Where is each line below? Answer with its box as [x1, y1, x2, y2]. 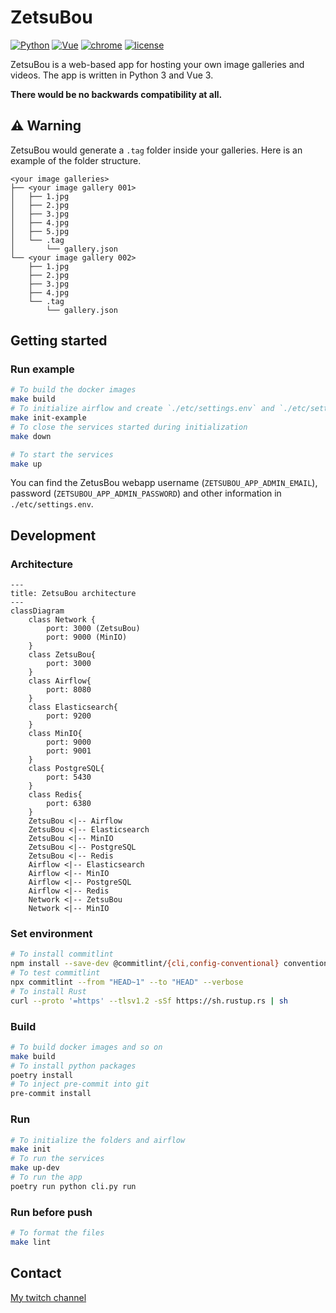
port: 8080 [46, 685, 92, 695]
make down [10, 431, 52, 441]
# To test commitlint [10, 968, 101, 978]
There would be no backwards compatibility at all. [10, 88, 223, 100]
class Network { [28, 615, 97, 625]
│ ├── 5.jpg [10, 226, 70, 236]
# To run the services [10, 1154, 105, 1164]
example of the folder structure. [10, 154, 142, 166]
